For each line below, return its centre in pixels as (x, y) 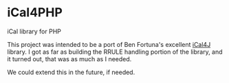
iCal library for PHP (34, 31)
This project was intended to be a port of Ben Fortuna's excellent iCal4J (109, 44)
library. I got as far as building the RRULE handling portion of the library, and (115, 52)
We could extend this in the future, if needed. (71, 72)
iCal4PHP (35, 13)
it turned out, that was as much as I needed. (69, 59)
